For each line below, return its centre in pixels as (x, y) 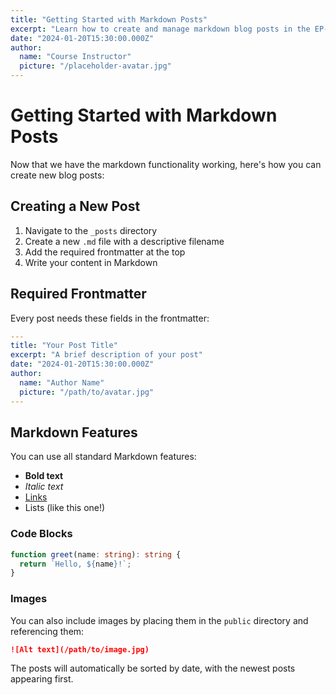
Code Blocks (41, 534)
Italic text (44, 487)
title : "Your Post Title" (64, 346)
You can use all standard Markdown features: (103, 457)
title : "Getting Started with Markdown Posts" (109, 19)
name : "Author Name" (62, 382)
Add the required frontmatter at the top (105, 252)
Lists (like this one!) (65, 508)
